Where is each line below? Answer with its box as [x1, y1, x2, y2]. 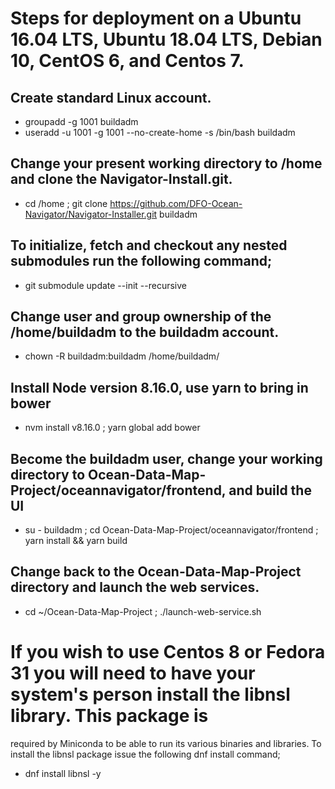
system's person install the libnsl [10, 683, 291, 706]
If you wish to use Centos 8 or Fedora [10, 641, 326, 664]
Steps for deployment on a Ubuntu [10, 7, 302, 30]
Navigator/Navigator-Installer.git [24, 208, 158, 220]
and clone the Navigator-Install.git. [10, 171, 233, 188]
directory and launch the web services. [10, 579, 260, 596]
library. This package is [10, 705, 209, 727]
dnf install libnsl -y [24, 767, 102, 779]
